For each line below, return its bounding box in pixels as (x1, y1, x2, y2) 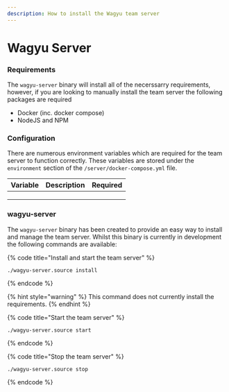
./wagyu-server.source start (7, 327, 92, 334)
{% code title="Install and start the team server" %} (7, 253, 155, 262)
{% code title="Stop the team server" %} (7, 352, 124, 361)
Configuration (7, 133, 56, 143)
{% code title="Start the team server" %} (7, 313, 125, 321)
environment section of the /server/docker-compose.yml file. (7, 164, 178, 172)
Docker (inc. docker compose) (17, 109, 105, 117)
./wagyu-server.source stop (7, 366, 89, 373)
